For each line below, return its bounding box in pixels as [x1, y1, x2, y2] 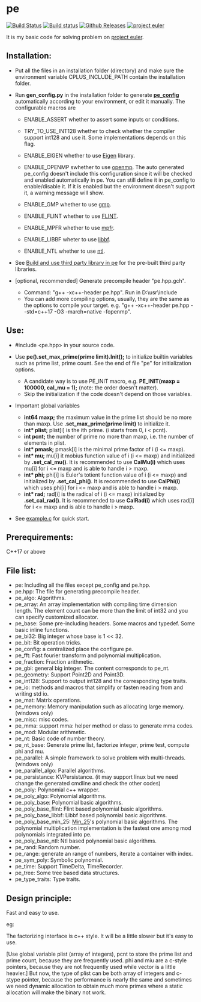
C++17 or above [6, 548, 46, 555]
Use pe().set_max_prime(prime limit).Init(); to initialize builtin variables [14, 353, 193, 360]
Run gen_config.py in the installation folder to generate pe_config [14, 91, 179, 98]
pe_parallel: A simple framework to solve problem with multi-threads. [14, 754, 186, 761]
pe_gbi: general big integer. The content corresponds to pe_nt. [14, 664, 170, 672]
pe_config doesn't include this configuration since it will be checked [23, 170, 193, 177]
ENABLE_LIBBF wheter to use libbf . [23, 235, 111, 243]
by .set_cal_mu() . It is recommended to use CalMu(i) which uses [23, 458, 185, 465]
